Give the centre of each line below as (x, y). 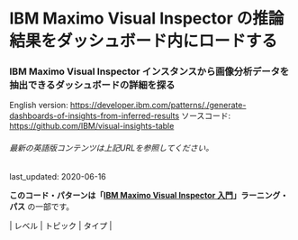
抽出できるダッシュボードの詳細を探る (92, 85)
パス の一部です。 (42, 206)
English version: (39, 106)
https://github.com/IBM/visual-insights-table (92, 126)
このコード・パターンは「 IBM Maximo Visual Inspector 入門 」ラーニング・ (149, 195)
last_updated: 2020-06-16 (58, 176)
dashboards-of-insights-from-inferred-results (95, 116)
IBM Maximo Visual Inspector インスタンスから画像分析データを (149, 71)
